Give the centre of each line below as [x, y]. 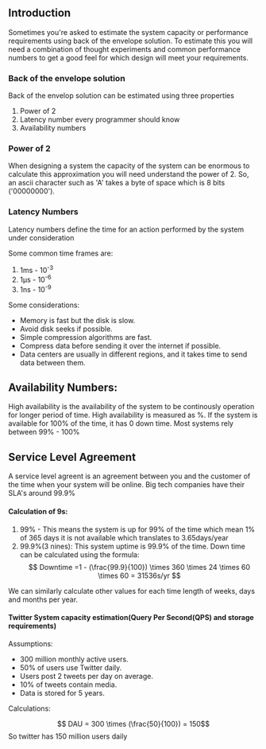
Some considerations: [44, 305]
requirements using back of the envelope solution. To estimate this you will [131, 41]
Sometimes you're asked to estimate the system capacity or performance [128, 32]
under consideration [41, 237]
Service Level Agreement [72, 457]
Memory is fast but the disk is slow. [77, 320]
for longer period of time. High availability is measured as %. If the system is [133, 415]
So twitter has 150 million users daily [68, 736]
